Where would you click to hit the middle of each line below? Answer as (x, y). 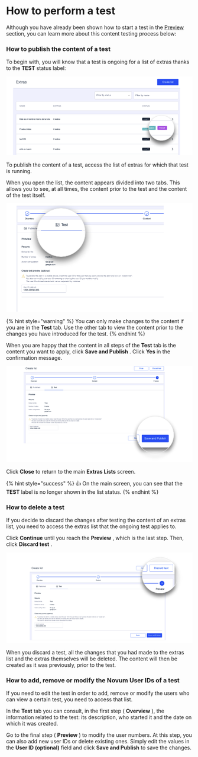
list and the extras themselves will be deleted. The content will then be (92, 659)
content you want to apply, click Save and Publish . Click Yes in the (88, 352)
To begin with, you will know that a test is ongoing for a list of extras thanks (98, 62)
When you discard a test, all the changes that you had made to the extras (95, 652)
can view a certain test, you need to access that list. (69, 699)
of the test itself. (26, 195)
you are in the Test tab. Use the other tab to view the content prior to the (95, 328)
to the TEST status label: (36, 68)
